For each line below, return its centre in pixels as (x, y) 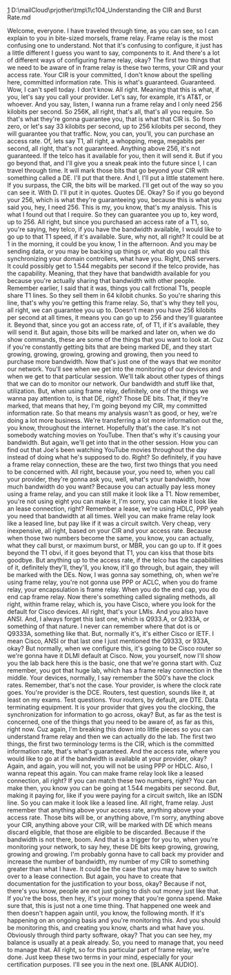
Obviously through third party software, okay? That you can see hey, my (110, 935)
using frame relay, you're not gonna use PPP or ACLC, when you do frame (112, 582)
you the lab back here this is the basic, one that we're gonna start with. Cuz (114, 663)
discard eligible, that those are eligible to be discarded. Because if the (106, 832)
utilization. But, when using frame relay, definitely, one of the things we (108, 391)
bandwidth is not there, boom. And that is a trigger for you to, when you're (113, 839)
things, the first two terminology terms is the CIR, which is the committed (111, 744)
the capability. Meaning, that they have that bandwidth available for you (109, 273)
